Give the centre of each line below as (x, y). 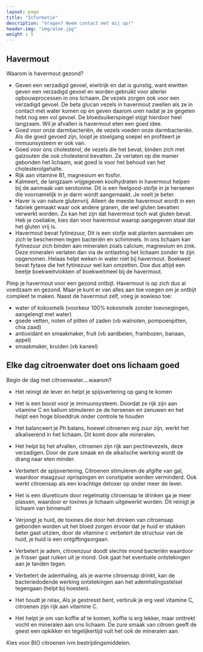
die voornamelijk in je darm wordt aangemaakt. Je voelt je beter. (95, 194)
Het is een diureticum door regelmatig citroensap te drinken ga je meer (103, 495)
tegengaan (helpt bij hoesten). (53, 588)
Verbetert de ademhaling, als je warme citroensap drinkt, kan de (95, 575)
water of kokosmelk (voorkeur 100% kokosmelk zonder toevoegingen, (102, 308)
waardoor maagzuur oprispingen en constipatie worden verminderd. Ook (106, 477)
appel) (23, 340)
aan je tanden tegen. (40, 564)
